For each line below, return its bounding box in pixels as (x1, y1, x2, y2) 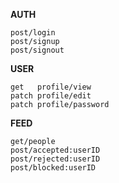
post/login (10, 28, 56, 38)
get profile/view (10, 82, 92, 92)
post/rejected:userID (10, 154, 101, 164)
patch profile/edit (10, 91, 92, 101)
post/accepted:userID (10, 145, 101, 155)
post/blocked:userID (10, 163, 97, 173)
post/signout (10, 45, 65, 55)
